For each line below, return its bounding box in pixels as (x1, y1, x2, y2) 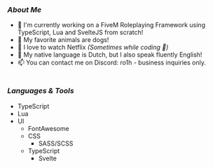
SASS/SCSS (38, 139, 74, 148)
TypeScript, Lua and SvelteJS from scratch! (17, 28, 144, 36)
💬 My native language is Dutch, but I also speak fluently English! (17, 50, 202, 59)
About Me (7, 5, 42, 15)
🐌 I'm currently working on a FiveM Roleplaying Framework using (17, 21, 205, 29)
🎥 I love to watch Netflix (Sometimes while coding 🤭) (17, 43, 169, 52)
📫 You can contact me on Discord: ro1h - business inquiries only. (17, 58, 207, 67)
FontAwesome (27, 124, 69, 132)
